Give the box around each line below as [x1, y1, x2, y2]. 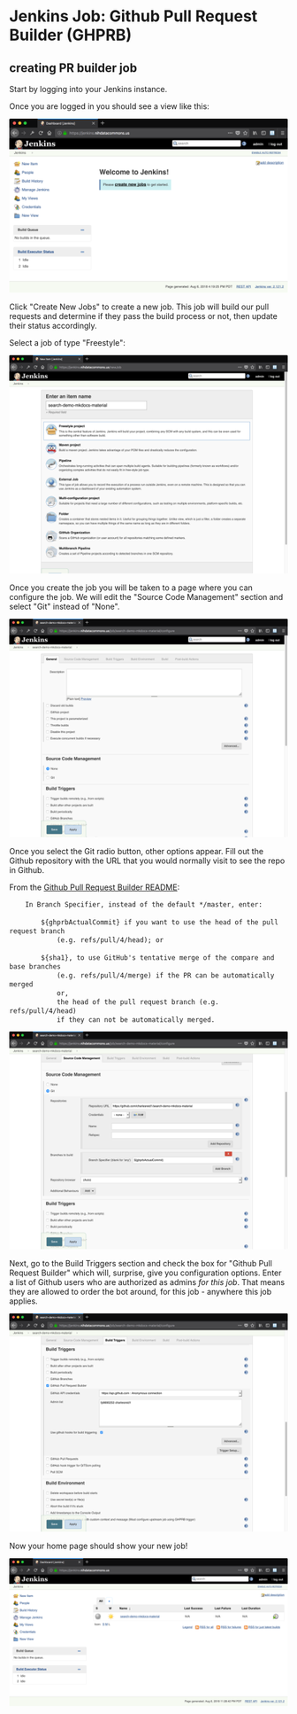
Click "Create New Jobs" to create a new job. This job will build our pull [9, 301, 270, 312]
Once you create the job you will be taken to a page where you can [9, 582, 254, 593]
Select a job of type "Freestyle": [9, 338, 126, 348]
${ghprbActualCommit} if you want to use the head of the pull [41, 917, 278, 927]
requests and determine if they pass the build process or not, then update [9, 311, 278, 322]
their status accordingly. [9, 321, 97, 331]
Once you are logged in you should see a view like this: [9, 101, 209, 112]
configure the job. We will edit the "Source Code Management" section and [9, 591, 284, 602]
